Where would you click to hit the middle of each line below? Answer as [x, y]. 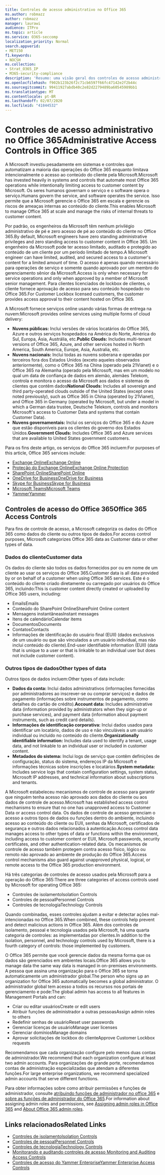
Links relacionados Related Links [56, 1125]
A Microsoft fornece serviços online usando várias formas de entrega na [78, 308]
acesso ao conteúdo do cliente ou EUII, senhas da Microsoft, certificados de [82, 823]
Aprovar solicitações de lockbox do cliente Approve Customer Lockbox [83, 1038]
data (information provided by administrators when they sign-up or [80, 709]
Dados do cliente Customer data [44, 557]
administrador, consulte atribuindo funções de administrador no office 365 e [82, 1093]
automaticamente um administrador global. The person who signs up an [77, 976]
